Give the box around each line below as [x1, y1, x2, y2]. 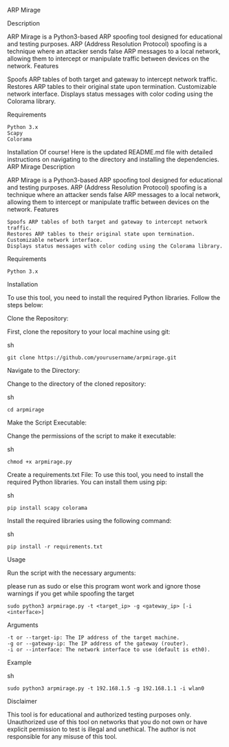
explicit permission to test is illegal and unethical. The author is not [7, 725, 196, 733]
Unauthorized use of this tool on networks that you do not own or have [7, 718, 208, 726]
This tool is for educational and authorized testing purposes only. [7, 710, 191, 719]
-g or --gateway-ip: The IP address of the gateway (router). [7, 640, 189, 647]
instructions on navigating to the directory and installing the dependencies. [7, 155, 220, 163]
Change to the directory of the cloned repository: [7, 380, 146, 388]
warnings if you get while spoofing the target [7, 589, 135, 597]
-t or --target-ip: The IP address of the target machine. [7, 634, 180, 641]
